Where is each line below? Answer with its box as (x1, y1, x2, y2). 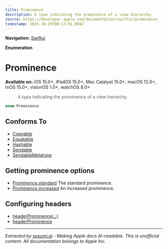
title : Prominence (5, 7, 43, 13)
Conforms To (5, 117, 47, 126)
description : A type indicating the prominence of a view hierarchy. (5, 12, 153, 17)
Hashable (12, 141, 32, 147)
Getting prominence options (5, 166, 95, 175)
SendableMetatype (12, 152, 52, 158)
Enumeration (5, 45, 32, 51)
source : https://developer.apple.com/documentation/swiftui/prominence (5, 17, 157, 22)
